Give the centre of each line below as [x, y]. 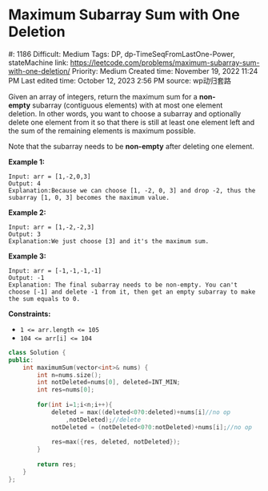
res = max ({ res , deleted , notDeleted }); [116, 442]
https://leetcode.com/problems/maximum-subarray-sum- [165, 63]
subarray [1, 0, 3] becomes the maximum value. [89, 197]
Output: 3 [25, 234]
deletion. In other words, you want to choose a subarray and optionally [125, 113]
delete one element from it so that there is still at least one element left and [132, 122]
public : [21, 360]
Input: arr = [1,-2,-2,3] [51, 227]
